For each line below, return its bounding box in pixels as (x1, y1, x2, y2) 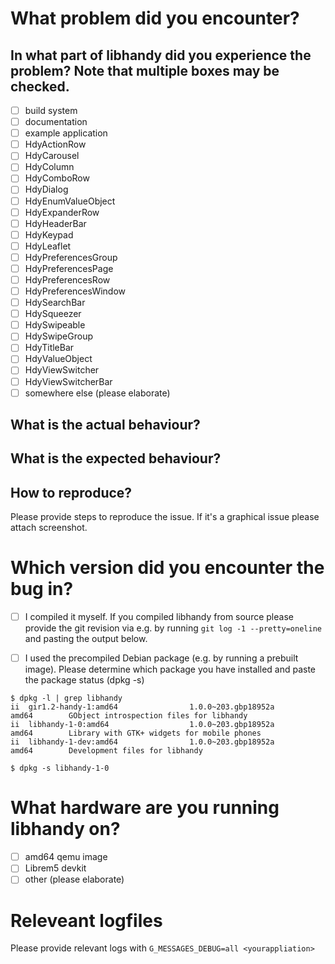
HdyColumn (24, 161, 75, 173)
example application (24, 127, 108, 139)
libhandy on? (10, 818, 121, 841)
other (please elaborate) (24, 873, 125, 886)
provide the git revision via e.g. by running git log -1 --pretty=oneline (24, 622, 322, 634)
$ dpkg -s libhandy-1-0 (10, 763, 110, 774)
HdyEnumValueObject (24, 195, 116, 207)
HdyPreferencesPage (24, 262, 114, 274)
